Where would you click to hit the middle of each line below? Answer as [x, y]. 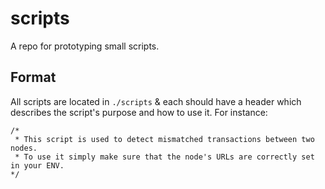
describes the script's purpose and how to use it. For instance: [139, 112]
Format [33, 77]
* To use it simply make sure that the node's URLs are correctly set [164, 157]
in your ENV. [37, 165]
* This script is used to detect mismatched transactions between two [164, 139]
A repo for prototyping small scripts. [85, 46]
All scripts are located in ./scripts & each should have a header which [156, 101]
